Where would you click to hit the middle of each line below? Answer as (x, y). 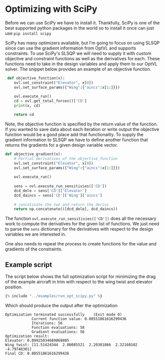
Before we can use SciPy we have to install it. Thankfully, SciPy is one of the (82, 23)
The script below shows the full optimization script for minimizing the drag (81, 277)
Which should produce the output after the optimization (61, 305)
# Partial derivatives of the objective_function (66, 159)
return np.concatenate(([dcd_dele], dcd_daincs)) (66, 209)
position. (14, 287)
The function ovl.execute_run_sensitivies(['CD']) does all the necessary (81, 219)
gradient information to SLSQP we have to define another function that (77, 140)
